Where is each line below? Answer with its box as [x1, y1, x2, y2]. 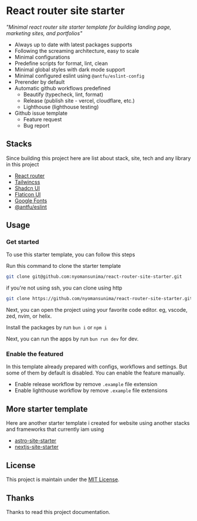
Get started [6, 238, 39, 246]
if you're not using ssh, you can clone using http [6, 284, 123, 291]
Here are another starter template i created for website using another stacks [6, 420, 190, 427]
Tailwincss [14, 178, 40, 185]
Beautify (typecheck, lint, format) [23, 91, 104, 98]
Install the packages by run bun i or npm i [6, 324, 107, 331]
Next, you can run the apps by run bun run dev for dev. [6, 335, 139, 342]
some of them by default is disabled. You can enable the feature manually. [6, 369, 185, 376]
